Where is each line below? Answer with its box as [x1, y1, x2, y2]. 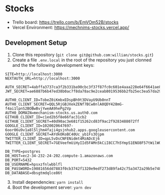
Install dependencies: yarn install [12, 179, 83, 185]
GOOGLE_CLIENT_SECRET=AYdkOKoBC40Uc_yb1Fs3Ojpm [5, 132, 105, 137]
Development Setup [5, 39, 67, 47]
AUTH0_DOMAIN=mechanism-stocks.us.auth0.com [5, 110, 98, 115]
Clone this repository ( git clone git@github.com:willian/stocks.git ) [12, 52, 154, 57]
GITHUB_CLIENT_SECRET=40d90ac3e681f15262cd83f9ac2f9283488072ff [5, 119, 139, 124]
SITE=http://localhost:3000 [5, 72, 63, 77]
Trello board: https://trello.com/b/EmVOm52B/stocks [12, 19, 119, 25]
